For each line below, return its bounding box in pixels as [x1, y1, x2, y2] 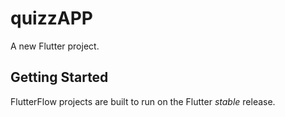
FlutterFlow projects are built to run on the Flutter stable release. [10, 95, 276, 107]
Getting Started [10, 69, 109, 86]
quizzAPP [10, 7, 93, 30]
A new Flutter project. [10, 40, 100, 52]
